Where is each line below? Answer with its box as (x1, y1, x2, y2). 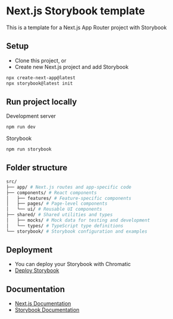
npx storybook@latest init (6, 80, 73, 86)
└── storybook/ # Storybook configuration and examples (6, 228, 147, 234)
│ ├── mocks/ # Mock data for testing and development (6, 217, 150, 223)
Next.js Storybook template (6, 4, 146, 18)
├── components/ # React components (6, 189, 97, 196)
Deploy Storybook (14, 267, 59, 274)
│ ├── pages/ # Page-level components (6, 201, 108, 207)
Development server (6, 112, 56, 120)
